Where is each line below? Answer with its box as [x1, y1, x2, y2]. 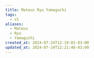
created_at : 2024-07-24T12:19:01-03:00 [5, 40, 89, 45]
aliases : [5, 21, 24, 27]
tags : [5, 12, 17, 17]
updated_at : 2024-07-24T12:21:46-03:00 [5, 45, 89, 50]
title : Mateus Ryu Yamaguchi [5, 7, 67, 13]
